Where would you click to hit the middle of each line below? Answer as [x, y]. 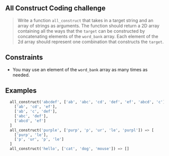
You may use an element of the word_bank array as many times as [80, 69]
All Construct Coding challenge [55, 8]
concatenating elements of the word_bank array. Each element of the [88, 36]
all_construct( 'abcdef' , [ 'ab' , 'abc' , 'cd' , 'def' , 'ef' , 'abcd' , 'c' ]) [89, 102]
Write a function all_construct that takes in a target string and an [85, 20]
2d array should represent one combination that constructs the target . [91, 42]
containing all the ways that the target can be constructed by [81, 31]
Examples [21, 91]
